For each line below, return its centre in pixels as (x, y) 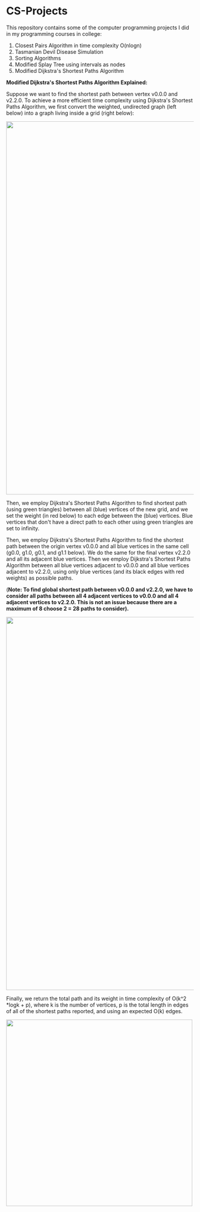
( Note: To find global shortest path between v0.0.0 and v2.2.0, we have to (100, 589)
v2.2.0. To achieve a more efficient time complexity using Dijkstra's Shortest (100, 100)
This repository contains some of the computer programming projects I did (98, 27)
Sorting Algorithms (38, 58)
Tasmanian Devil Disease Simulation (59, 51)
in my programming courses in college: (54, 33)
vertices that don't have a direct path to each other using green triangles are (100, 522)
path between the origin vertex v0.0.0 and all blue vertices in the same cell (98, 546)
